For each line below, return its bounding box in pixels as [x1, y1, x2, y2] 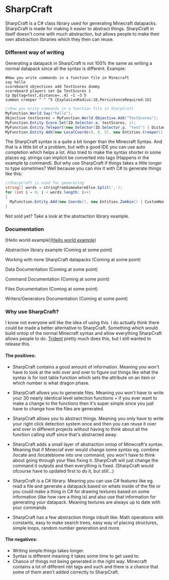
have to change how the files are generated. [12, 405, 105, 411]
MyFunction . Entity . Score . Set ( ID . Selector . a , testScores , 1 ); [5, 120, 136, 125]
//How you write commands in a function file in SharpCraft [5, 106, 134, 111]
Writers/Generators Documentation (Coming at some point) [5, 296, 128, 302]
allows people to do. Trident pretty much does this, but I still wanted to [5, 336, 151, 342]
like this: [5, 171, 23, 177]
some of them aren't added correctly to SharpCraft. [12, 569, 119, 575]
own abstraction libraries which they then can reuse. [5, 36, 114, 42]
